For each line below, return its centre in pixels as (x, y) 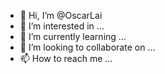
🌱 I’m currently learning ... (73, 36)
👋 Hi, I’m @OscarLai (61, 15)
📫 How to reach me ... (66, 58)
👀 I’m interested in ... (62, 26)
